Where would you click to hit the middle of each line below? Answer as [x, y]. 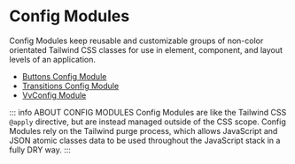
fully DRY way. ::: [40, 149]
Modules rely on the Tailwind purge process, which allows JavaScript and [144, 130]
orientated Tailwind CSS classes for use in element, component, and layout [146, 49]
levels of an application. [52, 59]
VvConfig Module [54, 95]
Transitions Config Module [70, 86]
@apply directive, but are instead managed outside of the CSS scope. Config [147, 122]
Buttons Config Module [64, 76]
